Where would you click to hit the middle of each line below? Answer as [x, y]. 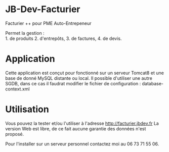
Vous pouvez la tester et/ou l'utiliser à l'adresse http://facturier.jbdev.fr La [82, 123]
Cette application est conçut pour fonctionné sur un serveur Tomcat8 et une [85, 73]
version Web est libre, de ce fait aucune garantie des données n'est [76, 129]
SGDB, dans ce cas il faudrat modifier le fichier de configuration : [73, 83]
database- [153, 83]
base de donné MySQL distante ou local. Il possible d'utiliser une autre [79, 78]
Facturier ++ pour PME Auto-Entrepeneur [49, 23]
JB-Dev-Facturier [43, 9]
